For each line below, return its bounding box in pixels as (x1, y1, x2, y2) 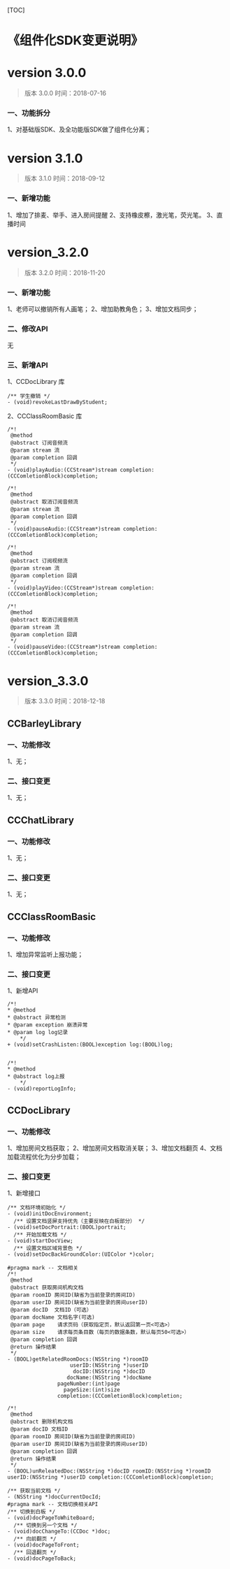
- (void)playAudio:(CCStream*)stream (7, 466, 117, 474)
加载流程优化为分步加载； (7, 1153, 81, 1161)
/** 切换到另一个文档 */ (13, 1522, 78, 1529)
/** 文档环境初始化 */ (7, 1204, 66, 1212)
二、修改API (7, 324, 48, 334)
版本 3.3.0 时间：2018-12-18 (24, 697, 106, 705)
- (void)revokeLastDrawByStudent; (7, 399, 108, 406)
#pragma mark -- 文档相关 (7, 1265, 79, 1272)
